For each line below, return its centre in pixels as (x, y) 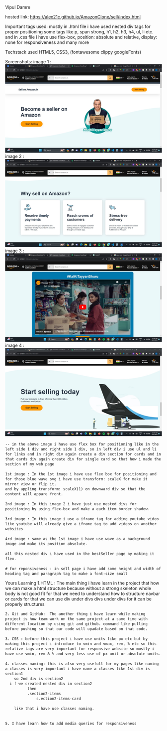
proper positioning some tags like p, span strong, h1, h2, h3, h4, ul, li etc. (79, 32)
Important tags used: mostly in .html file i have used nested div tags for (78, 26)
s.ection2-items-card (59, 699)
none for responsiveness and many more (47, 42)
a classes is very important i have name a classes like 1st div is (78, 669)
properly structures (25, 604)
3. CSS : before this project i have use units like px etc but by (77, 639)
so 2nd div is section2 (39, 679)
